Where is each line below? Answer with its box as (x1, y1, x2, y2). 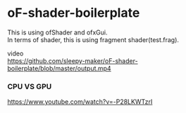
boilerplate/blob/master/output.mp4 (7, 64, 111, 72)
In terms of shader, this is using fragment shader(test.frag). (7, 35, 180, 44)
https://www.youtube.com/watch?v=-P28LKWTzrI (7, 98, 153, 106)
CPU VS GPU (7, 81, 52, 91)
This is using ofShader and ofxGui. (7, 28, 108, 36)
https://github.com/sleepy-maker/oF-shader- (7, 56, 139, 65)
